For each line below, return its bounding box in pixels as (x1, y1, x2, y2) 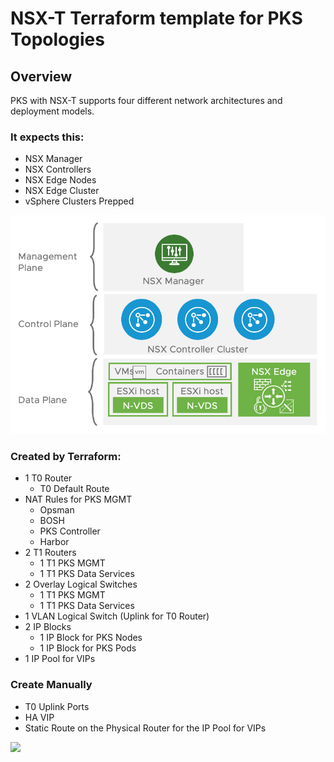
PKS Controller (39, 525, 101, 537)
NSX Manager (24, 153, 83, 165)
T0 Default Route (39, 483, 110, 495)
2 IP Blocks (24, 621, 72, 633)
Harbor (39, 536, 70, 548)
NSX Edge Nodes (24, 174, 97, 186)
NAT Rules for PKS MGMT (24, 493, 133, 506)
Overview (10, 68, 73, 85)
